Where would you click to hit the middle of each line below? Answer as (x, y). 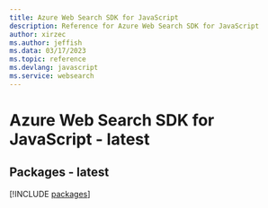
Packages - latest (59, 173)
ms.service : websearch (52, 76)
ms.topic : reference (48, 59)
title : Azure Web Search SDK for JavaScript (94, 17)
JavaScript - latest (80, 139)
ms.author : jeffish (46, 43)
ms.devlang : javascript (54, 68)
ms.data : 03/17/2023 (48, 51)
